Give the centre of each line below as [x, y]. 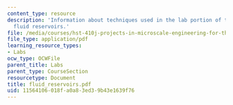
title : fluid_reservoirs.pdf [49, 84]
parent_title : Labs [35, 65]
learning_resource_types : [44, 46]
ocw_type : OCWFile [34, 59]
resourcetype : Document [42, 78]
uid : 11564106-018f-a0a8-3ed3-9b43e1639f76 [71, 90]
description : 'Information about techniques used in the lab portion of [114, 20]
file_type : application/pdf [48, 39]
